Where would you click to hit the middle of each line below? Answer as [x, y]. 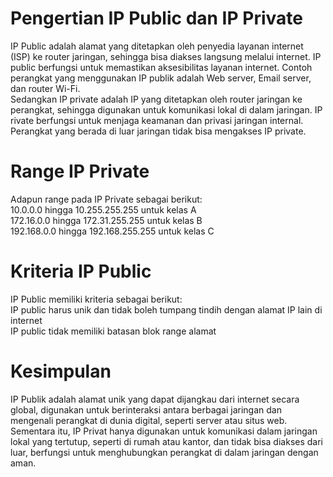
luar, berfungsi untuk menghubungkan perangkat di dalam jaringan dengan [164, 452]
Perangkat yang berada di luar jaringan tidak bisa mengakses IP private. [158, 131]
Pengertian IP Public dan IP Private [156, 18]
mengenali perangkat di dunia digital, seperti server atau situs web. [149, 420]
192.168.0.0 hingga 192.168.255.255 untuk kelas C [112, 231]
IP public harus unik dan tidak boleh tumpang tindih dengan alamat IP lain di [166, 309]
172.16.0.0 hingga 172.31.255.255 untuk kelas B [106, 220]
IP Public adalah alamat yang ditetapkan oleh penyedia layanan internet [157, 46]
